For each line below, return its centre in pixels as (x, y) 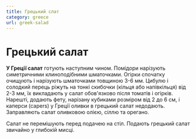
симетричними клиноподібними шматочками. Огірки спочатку (86, 75)
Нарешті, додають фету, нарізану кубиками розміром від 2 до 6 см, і (93, 100)
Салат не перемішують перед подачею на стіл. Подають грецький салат (98, 124)
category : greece (27, 17)
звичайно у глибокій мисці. (40, 130)
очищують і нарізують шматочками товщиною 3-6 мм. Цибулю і (87, 81)
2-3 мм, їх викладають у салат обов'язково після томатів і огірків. (89, 93)
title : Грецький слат (33, 12)
